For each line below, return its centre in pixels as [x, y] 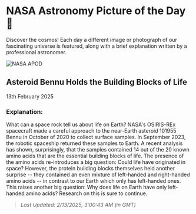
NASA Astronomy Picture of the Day [96, 11]
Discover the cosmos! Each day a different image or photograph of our [92, 39]
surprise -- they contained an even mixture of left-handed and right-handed [98, 175]
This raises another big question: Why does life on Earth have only [87, 187]
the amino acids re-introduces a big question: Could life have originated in [96, 162]
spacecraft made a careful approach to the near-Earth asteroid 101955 [91, 131]
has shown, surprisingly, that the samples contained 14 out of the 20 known [98, 150]
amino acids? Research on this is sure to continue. [87, 193]
